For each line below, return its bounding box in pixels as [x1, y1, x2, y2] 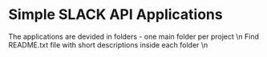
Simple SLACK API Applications [8, 6, 223, 24]
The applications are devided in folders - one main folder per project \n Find [8, 32, 259, 41]
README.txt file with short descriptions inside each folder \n [8, 40, 208, 49]
